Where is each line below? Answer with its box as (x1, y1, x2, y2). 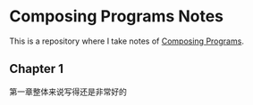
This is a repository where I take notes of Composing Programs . (9, 36, 244, 46)
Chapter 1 (9, 61, 64, 77)
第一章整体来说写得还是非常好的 (9, 86, 127, 97)
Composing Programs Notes (9, 6, 224, 27)
